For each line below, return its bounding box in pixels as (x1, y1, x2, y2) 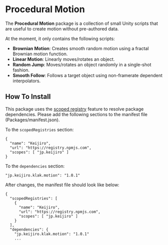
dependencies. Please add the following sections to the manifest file (5, 111, 148, 117)
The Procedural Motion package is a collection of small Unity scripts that (5, 20, 158, 26)
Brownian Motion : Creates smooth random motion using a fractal (12, 45, 149, 51)
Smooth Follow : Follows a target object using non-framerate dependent (12, 72, 163, 78)
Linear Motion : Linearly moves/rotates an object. (12, 56, 115, 62)
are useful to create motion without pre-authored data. (5, 25, 119, 31)
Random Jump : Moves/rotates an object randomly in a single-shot (12, 61, 152, 67)
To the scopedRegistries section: (5, 126, 74, 132)
